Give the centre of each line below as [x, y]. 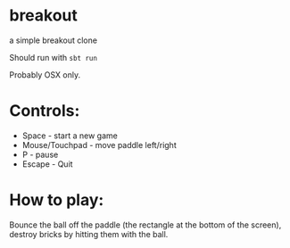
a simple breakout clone [54, 40]
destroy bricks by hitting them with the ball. [89, 234]
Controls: [45, 111]
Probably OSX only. [45, 74]
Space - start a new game [70, 136]
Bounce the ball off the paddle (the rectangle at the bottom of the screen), [145, 225]
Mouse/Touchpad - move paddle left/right [99, 145]
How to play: [57, 200]
